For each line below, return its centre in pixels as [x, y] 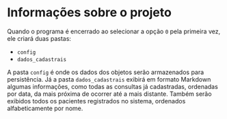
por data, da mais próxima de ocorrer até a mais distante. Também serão [109, 94]
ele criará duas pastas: [39, 38]
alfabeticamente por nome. [45, 108]
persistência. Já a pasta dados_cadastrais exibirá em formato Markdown [109, 79]
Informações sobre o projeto [90, 13]
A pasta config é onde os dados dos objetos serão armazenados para [106, 72]
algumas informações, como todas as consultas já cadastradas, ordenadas [113, 86]
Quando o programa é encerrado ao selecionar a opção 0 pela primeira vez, [114, 31]
